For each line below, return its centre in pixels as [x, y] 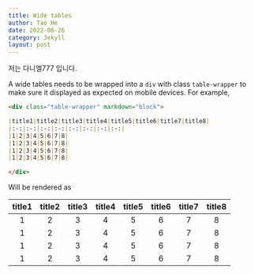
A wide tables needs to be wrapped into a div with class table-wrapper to [127, 84]
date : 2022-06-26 [37, 30]
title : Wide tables [40, 15]
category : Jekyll [37, 38]
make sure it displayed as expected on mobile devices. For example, [119, 92]
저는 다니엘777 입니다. [43, 69]
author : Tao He [33, 23]
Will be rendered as [40, 187]
